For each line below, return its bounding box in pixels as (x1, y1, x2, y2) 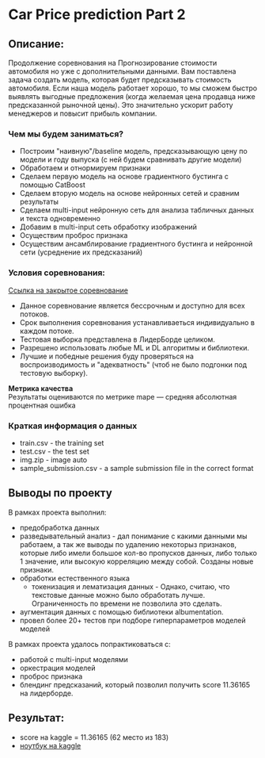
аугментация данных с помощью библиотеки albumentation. (19, 607, 224, 616)
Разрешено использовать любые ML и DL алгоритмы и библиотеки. (19, 343, 250, 352)
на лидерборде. (19, 688, 74, 698)
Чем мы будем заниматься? (8, 128, 124, 140)
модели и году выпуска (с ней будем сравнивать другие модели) (19, 155, 242, 164)
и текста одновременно (19, 214, 101, 224)
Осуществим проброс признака (19, 231, 128, 240)
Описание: (8, 37, 65, 51)
